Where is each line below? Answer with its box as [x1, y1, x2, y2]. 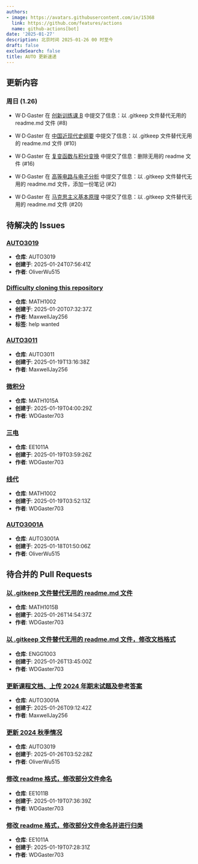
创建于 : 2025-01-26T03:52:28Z [14, 751, 93, 758]
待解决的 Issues [6, 220, 65, 230]
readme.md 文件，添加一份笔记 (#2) [26, 180, 117, 188]
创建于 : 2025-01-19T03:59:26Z [14, 451, 92, 458]
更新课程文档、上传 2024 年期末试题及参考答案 [6, 682, 143, 690]
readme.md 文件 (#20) [26, 201, 83, 208]
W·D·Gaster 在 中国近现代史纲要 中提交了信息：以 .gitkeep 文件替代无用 [14, 132, 193, 139]
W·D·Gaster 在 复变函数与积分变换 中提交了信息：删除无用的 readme [14, 153, 185, 160]
